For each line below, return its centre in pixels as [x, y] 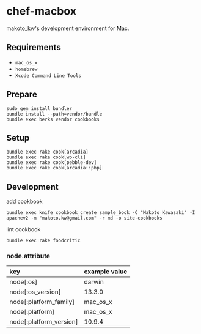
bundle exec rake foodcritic [43, 241]
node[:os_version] [35, 292]
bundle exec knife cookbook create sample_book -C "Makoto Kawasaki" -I [101, 213]
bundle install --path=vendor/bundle [54, 114]
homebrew [26, 69]
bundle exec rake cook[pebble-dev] [52, 163]
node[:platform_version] [44, 322]
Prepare [22, 95]
